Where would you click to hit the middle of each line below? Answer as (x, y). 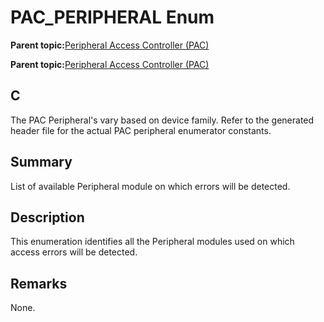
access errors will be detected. (74, 252)
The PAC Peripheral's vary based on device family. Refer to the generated (162, 120)
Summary (41, 162)
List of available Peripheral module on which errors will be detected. (150, 186)
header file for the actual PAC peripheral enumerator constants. (141, 130)
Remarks (39, 283)
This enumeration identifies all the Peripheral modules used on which (152, 242)
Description (47, 217)
